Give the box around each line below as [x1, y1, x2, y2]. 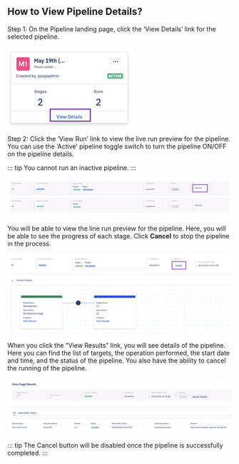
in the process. [7, 239, 51, 248]
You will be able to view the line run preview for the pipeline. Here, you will [7, 224, 226, 233]
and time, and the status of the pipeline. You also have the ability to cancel [7, 356, 226, 365]
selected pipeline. [7, 32, 60, 41]
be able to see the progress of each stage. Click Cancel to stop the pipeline [7, 232, 230, 241]
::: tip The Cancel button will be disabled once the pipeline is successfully [7, 440, 223, 449]
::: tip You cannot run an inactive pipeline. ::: [7, 163, 137, 172]
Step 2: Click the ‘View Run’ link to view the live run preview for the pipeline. [7, 134, 230, 143]
